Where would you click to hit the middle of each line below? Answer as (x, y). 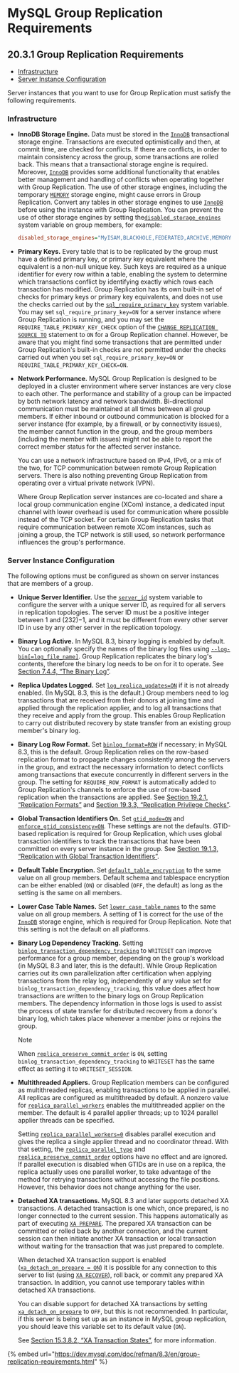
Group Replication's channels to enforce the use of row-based (109, 790)
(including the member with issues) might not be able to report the (115, 439)
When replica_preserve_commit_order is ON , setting (92, 1054)
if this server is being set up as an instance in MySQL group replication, (122, 1319)
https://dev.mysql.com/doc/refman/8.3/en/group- (127, 1354)
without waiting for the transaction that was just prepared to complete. (121, 1246)
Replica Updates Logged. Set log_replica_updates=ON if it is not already (123, 685)
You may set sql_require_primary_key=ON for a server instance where (119, 312)
